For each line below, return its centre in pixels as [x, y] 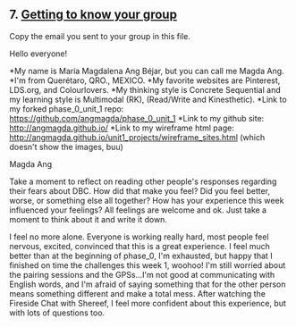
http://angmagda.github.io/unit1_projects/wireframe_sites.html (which [137, 137]
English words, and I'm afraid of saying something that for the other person [148, 284]
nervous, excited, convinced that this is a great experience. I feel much [140, 246]
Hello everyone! [38, 54]
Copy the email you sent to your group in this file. [100, 36]
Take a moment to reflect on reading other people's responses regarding [143, 181]
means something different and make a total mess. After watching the [138, 293]
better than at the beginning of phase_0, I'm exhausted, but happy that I [141, 256]
